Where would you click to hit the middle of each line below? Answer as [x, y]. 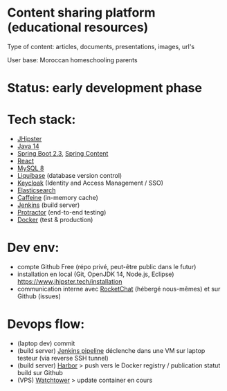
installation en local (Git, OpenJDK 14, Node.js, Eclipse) [96, 274]
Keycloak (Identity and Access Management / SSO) [90, 183]
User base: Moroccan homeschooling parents [72, 60]
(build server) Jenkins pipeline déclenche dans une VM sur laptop [111, 350]
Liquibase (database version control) [70, 176]
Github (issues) [39, 296]
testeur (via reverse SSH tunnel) [63, 358]
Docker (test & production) [55, 220]
